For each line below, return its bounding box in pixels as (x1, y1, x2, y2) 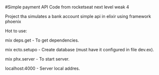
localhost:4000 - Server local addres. (5, 65, 80, 71)
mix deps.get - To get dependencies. (5, 37, 79, 43)
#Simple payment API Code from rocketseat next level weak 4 (5, 4, 129, 10)
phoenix (5, 19, 21, 24)
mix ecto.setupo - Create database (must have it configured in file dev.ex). (5, 47, 154, 52)
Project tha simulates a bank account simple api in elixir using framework (5, 14, 151, 19)
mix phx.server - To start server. (5, 56, 70, 62)
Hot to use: (5, 28, 27, 33)
